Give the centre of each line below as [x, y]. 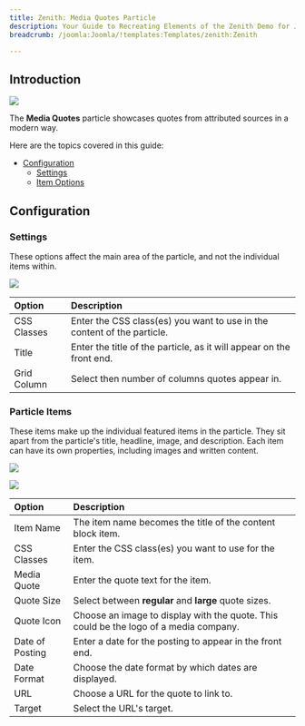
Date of [30, 642]
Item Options [60, 182]
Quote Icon [38, 621]
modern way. [34, 128]
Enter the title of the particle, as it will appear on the [181, 347]
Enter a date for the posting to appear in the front [177, 642]
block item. [97, 534]
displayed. [95, 679]
